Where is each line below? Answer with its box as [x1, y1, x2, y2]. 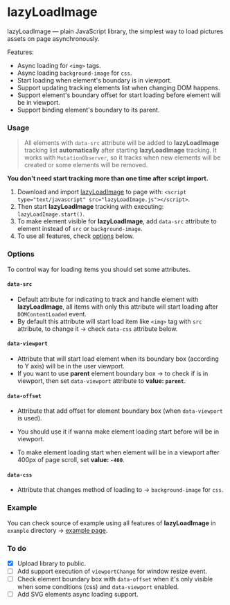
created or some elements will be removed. [24, 161, 148, 169]
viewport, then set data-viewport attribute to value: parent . [17, 376, 186, 385]
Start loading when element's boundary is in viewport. [17, 76, 172, 84]
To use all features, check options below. [17, 232, 134, 240]
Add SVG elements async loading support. [17, 590, 139, 599]
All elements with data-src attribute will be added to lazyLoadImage [24, 139, 220, 147]
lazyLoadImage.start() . [17, 210, 85, 219]
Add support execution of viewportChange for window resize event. [17, 567, 208, 575]
